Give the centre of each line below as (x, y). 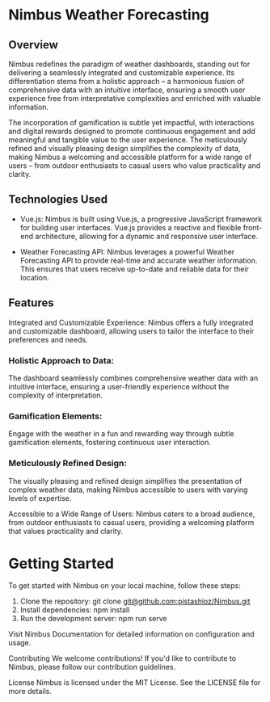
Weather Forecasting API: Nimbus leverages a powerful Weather (127, 251)
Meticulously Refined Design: (67, 464)
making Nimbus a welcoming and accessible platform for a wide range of (130, 157)
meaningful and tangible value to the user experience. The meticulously (128, 140)
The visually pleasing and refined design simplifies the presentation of (125, 481)
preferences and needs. (48, 339)
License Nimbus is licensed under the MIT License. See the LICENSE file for (135, 683)
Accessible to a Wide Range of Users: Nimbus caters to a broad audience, (132, 514)
